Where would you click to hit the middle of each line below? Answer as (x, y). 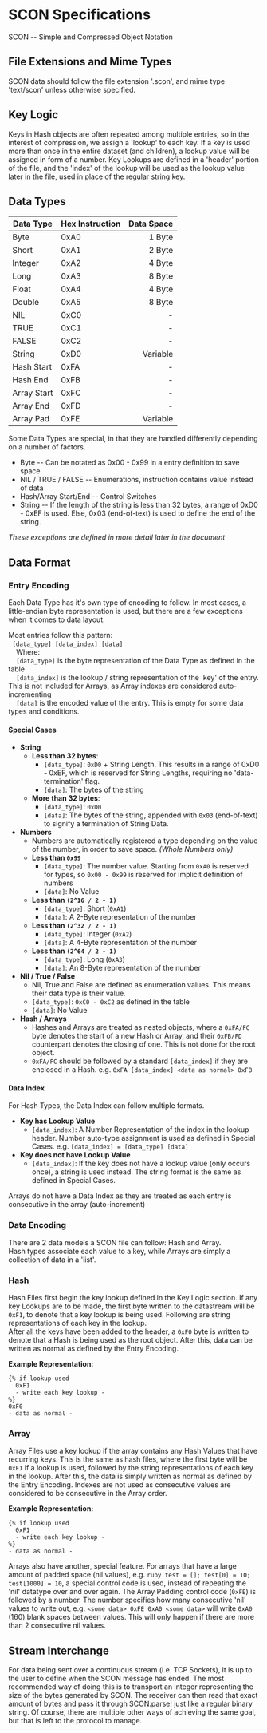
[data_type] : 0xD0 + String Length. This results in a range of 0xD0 (151, 765)
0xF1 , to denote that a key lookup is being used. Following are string (120, 1315)
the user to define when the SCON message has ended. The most (116, 1679)
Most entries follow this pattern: (61, 635)
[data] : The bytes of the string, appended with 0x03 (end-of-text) (151, 815)
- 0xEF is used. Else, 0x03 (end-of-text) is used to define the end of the (137, 513)
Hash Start (32, 367)
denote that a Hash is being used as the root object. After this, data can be (130, 1340)
